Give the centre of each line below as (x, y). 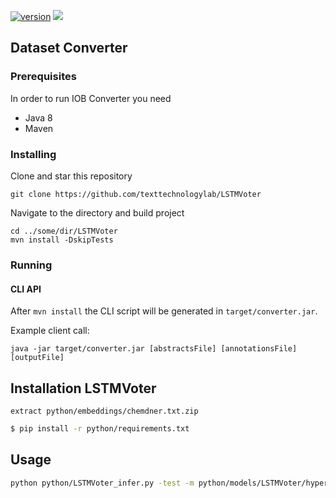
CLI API (26, 289)
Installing (33, 154)
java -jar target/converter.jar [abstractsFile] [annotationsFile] (154, 349)
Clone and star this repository (71, 176)
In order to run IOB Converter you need (91, 98)
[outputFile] (37, 358)
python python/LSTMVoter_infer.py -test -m (102, 483)
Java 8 (38, 117)
